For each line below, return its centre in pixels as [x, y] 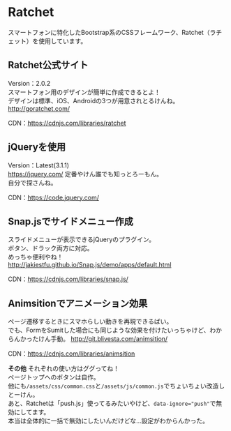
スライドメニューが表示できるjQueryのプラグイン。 [82, 240]
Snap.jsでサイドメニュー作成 [70, 221]
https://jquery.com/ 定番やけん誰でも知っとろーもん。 [85, 174]
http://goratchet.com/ [39, 108]
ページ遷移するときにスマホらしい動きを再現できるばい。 [90, 322]
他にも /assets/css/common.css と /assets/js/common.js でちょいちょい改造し [117, 386]
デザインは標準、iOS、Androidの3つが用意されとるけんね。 [94, 100]
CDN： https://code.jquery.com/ [54, 197]
